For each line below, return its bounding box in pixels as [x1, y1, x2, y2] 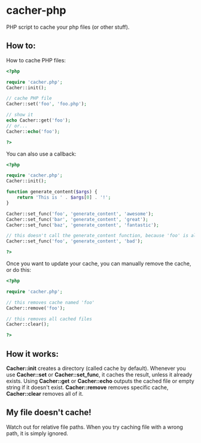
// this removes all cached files [6, 315, 93, 322]
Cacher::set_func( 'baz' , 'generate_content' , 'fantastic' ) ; [6, 222, 160, 228]
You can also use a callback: [6, 150, 77, 157]
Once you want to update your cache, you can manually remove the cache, [6, 260, 191, 267]
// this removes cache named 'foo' [6, 299, 95, 305]
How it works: [6, 348, 59, 359]
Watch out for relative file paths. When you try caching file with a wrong [6, 423, 184, 430]
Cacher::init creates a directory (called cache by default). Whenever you [6, 365, 187, 372]
